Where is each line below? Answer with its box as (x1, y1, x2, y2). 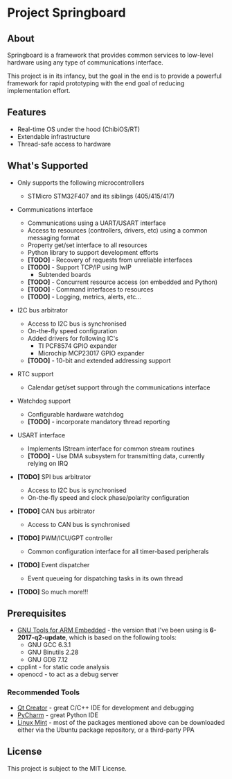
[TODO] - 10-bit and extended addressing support (27, 356, 171, 365)
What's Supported (7, 160, 89, 171)
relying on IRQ (27, 459, 69, 467)
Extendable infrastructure (17, 132, 91, 140)
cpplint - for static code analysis (17, 663, 109, 671)
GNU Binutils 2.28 (27, 648, 79, 657)
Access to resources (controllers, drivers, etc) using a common (27, 226, 208, 234)
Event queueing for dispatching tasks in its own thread (27, 574, 184, 583)
